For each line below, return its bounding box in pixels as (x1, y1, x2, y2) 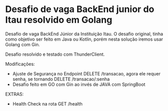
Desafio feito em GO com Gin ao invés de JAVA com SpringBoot (12, 81, 145, 87)
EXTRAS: (5, 91, 24, 97)
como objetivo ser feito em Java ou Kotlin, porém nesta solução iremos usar (5, 36, 163, 42)
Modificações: (5, 61, 35, 67)
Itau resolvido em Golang (5, 14, 113, 26)
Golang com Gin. (5, 41, 40, 47)
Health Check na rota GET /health (12, 100, 83, 106)
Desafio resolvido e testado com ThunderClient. (5, 51, 105, 57)
